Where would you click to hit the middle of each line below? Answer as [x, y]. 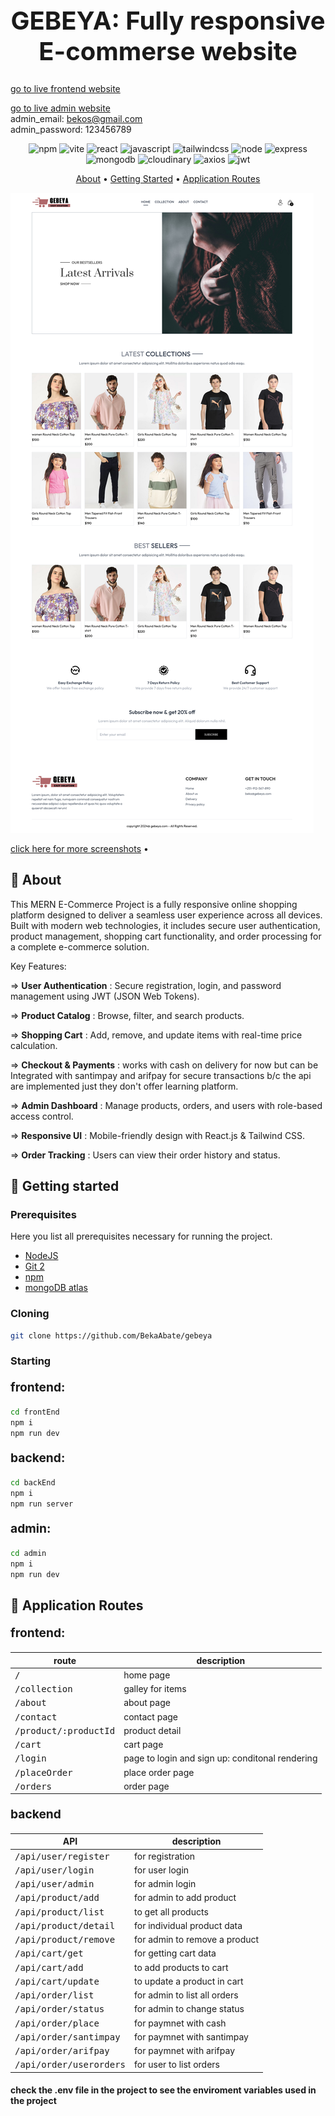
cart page [143, 1745]
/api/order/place [57, 2023]
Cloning [30, 1314]
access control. [42, 1116]
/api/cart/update [57, 1981]
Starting [31, 1361]
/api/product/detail [65, 1925]
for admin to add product [185, 1898]
